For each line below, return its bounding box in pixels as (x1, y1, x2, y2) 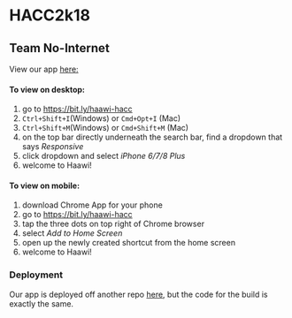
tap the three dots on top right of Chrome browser (21, 218, 205, 230)
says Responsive (21, 141, 84, 152)
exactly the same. (9, 298, 73, 309)
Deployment (9, 269, 64, 281)
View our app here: (9, 64, 79, 74)
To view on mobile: (9, 180, 81, 191)
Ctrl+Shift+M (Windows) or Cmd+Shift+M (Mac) (21, 123, 188, 133)
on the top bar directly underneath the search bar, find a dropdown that (21, 132, 283, 142)
